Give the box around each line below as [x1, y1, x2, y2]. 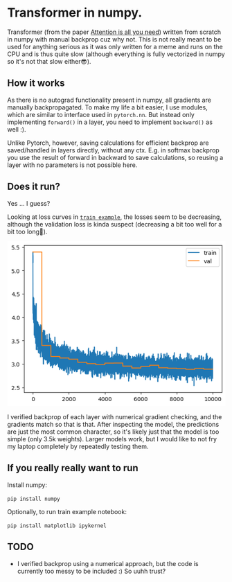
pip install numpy [7, 495, 60, 502]
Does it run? [7, 181, 61, 193]
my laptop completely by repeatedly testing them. [7, 442, 149, 451]
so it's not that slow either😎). [7, 57, 91, 65]
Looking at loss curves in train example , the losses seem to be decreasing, [7, 213, 222, 221]
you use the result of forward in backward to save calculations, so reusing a [7, 153, 224, 161]
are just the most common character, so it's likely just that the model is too [7, 427, 220, 436]
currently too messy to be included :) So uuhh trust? [17, 567, 166, 575]
